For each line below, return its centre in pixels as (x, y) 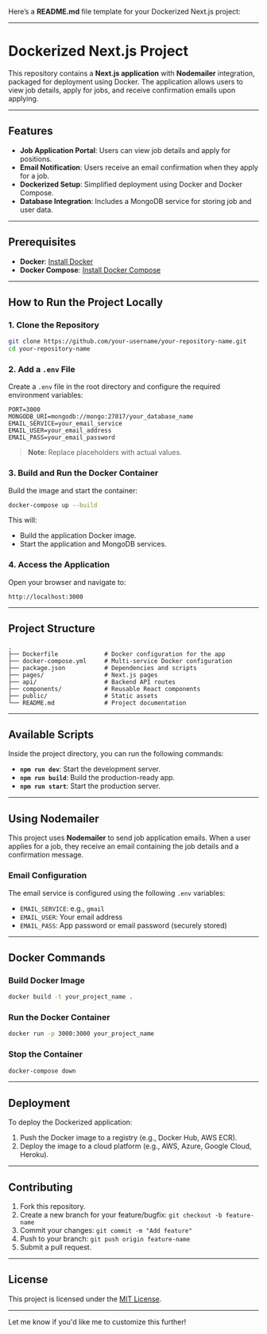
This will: (23, 520)
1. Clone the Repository (54, 324)
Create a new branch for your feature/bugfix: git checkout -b (121, 1215)
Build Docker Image (47, 980)
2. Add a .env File (42, 369)
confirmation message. (46, 855)
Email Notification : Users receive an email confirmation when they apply (139, 167)
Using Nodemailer (54, 819)
